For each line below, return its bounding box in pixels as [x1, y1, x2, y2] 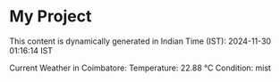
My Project [9, 6, 92, 27]
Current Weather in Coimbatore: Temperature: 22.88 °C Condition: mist [9, 62, 271, 73]
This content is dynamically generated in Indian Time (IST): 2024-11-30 [9, 36, 271, 46]
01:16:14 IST [9, 45, 54, 55]
